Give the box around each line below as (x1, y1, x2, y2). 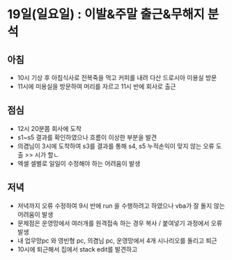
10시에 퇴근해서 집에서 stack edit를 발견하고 (17, 245, 138, 253)
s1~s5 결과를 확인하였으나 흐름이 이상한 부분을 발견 (17, 133, 157, 142)
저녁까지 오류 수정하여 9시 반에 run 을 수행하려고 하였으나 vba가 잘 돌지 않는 (17, 201, 225, 210)
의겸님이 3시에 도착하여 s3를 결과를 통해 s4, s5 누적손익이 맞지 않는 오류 (17, 142, 215, 150)
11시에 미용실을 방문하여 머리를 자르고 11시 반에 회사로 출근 (17, 82, 176, 91)
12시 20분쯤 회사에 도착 (17, 124, 82, 132)
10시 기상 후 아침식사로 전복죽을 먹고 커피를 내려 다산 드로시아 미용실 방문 (17, 74, 217, 82)
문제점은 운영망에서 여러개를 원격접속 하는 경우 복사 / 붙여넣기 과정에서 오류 (17, 219, 223, 227)
